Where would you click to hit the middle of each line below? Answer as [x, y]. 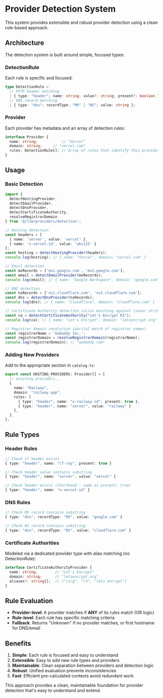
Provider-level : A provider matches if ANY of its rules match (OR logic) [83, 613]
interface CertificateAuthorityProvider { [49, 568]
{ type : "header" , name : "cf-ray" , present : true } [58, 463]
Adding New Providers [32, 355]
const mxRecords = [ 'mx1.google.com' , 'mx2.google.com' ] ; [65, 271]
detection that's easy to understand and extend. [53, 691]
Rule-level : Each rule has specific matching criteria [63, 618]
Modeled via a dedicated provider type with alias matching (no [67, 553]
